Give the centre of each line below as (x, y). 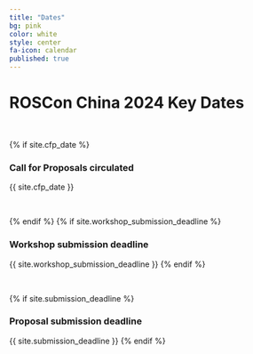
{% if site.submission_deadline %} (72, 298)
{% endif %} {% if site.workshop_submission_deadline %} (115, 221)
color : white (33, 34)
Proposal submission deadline (75, 321)
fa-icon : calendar (43, 51)
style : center (36, 42)
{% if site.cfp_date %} (50, 144)
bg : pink (25, 26)
